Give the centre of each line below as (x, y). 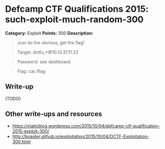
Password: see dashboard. (44, 61)
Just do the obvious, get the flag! (51, 42)
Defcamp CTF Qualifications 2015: (77, 9)
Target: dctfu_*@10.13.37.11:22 (48, 52)
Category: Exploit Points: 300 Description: (49, 33)
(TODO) (13, 98)
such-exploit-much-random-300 (74, 19)
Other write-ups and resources (54, 114)
